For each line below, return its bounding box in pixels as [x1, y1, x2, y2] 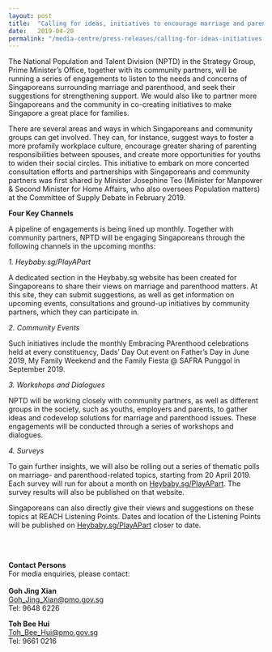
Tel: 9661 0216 [8, 637, 57, 646]
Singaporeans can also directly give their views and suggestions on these [8, 503, 254, 513]
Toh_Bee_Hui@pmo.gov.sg [8, 628, 99, 637]
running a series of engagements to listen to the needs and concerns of [8, 74, 248, 83]
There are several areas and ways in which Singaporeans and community [8, 124, 253, 134]
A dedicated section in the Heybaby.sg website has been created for [8, 273, 237, 283]
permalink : [8, 34, 45, 43]
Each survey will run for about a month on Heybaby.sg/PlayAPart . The [8, 479, 241, 488]
